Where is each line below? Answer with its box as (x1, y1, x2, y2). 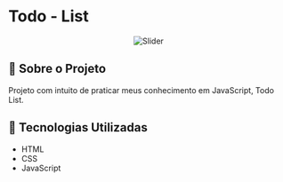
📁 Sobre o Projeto (8, 61, 107, 76)
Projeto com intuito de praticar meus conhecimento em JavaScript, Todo (8, 84, 275, 95)
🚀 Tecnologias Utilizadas (8, 120, 148, 135)
